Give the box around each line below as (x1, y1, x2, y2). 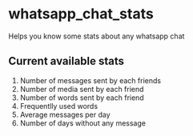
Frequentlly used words (19, 101, 99, 110)
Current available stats (8, 54, 125, 68)
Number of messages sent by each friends (19, 75, 162, 85)
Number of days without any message (19, 118, 147, 128)
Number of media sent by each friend (19, 84, 144, 94)
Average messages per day (19, 110, 111, 119)
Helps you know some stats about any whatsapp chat (8, 31, 185, 41)
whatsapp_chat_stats (8, 5, 154, 23)
